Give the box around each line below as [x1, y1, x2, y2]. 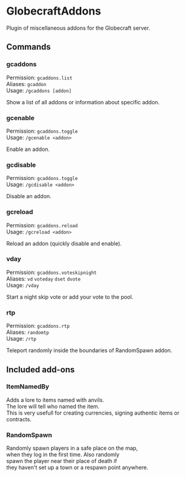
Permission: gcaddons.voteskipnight [6, 269, 97, 276]
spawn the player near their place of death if [6, 458, 117, 465]
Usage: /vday [6, 281, 39, 289]
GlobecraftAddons [6, 4, 101, 18]
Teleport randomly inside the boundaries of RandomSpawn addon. [6, 347, 173, 354]
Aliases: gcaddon [6, 80, 47, 87]
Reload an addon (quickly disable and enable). [6, 239, 122, 247]
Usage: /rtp [6, 335, 37, 342]
